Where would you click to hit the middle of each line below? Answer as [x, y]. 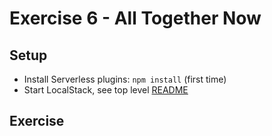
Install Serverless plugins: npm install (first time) [125, 79]
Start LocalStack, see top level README [106, 90]
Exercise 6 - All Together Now [135, 18]
